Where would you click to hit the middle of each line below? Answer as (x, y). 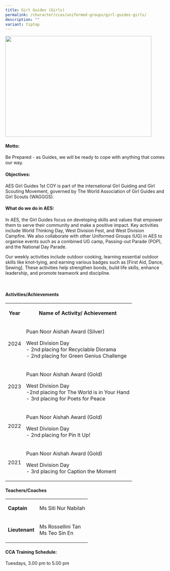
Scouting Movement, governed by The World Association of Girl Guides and (85, 191)
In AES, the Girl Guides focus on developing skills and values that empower (84, 220)
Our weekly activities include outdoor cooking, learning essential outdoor (82, 256)
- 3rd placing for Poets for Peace (66, 399)
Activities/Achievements (32, 295)
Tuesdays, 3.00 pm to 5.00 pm (37, 563)
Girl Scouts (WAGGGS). (30, 197)
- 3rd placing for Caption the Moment (71, 471)
